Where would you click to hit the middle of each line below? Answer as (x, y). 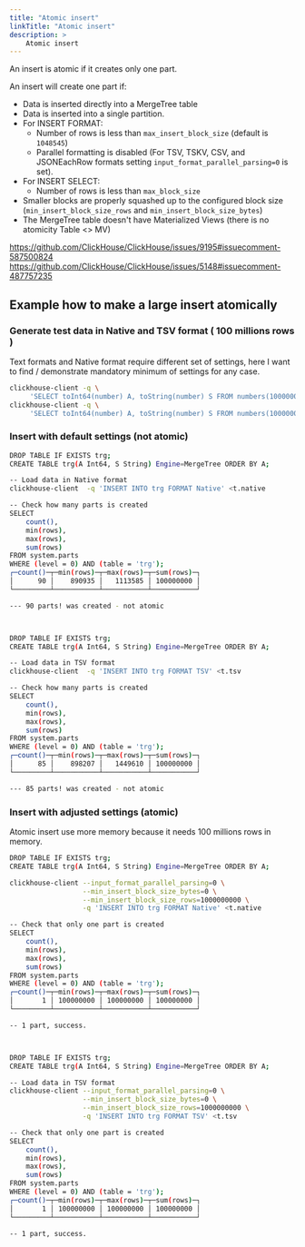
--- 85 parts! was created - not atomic (87, 788)
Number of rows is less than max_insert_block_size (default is (152, 134)
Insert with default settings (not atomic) (99, 437)
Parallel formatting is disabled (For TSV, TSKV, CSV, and (141, 153)
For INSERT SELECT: (61, 182)
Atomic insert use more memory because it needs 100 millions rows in (140, 832)
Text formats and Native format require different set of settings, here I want (150, 361)
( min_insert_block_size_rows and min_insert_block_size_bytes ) (143, 211)
